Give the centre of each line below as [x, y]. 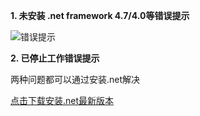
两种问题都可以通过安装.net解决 [75, 79]
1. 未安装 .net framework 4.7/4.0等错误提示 [100, 15]
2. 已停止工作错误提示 [55, 58]
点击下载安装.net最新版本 [62, 100]
